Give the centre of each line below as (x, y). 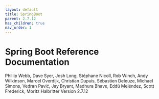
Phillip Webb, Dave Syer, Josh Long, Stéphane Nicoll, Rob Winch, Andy (77, 76)
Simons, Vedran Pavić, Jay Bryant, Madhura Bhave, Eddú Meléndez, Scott (79, 86)
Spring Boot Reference (52, 52)
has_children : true (25, 23)
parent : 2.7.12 (21, 19)
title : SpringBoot (24, 14)
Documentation (37, 62)
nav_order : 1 (18, 28)
